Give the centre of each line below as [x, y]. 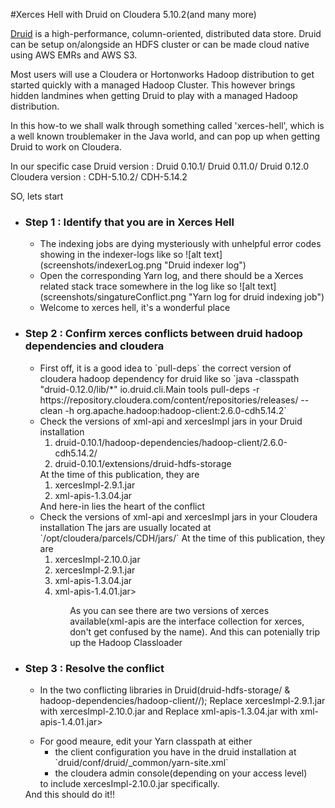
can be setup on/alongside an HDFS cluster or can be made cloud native [160, 44]
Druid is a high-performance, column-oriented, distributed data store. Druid [166, 33]
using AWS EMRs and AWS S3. [74, 55]
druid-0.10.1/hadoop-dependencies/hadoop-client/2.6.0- [171, 442]
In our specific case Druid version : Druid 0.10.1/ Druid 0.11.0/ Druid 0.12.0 [160, 166]
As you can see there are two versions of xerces [169, 610]
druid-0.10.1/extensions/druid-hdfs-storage [143, 463]
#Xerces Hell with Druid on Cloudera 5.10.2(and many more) [133, 14]
